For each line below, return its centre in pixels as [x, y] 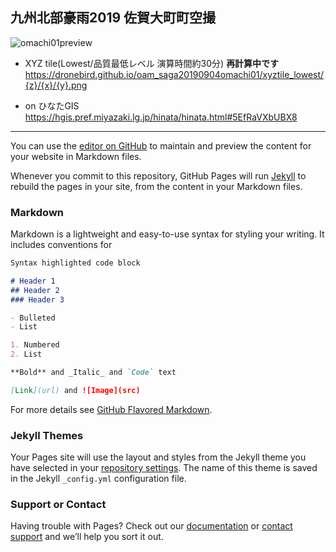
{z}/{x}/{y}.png [56, 85]
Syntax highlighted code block [75, 263]
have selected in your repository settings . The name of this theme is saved [164, 468]
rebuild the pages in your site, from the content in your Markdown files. [156, 186]
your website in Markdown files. [76, 156]
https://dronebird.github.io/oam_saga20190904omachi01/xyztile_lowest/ [174, 74]
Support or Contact [58, 505]
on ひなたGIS [52, 105]
